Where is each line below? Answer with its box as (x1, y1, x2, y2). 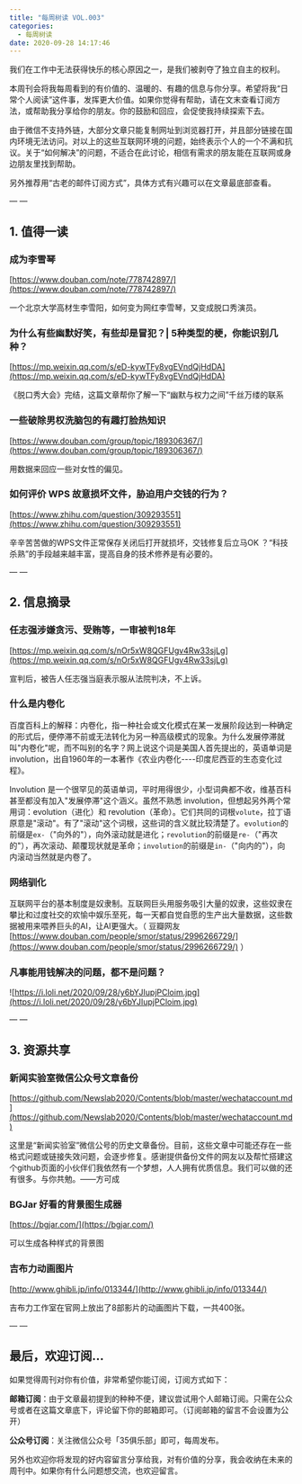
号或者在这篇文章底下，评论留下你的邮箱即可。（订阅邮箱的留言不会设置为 (9, 1404, 281, 1415)
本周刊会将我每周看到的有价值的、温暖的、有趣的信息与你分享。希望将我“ (9, 83, 281, 94)
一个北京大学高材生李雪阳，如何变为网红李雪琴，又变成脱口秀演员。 (9, 302, 262, 313)
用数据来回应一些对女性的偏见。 (9, 463, 128, 474)
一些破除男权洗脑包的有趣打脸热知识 (9, 415, 166, 427)
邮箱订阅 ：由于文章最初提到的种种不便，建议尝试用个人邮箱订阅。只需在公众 (9, 1393, 293, 1404)
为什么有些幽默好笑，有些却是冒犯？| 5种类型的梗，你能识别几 (9, 326, 279, 339)
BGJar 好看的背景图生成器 (9, 1198, 122, 1211)
